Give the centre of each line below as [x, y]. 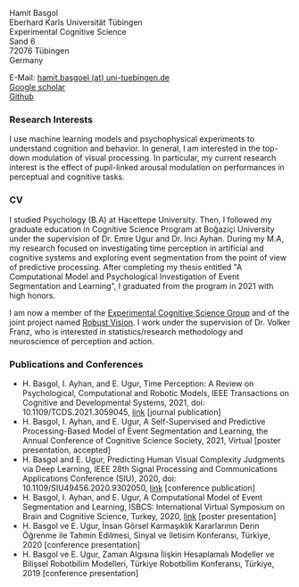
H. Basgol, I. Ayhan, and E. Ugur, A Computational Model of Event [142, 497]
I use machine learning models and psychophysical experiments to [132, 139]
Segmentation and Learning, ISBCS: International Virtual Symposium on [154, 507]
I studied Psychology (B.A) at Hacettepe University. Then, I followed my [141, 219]
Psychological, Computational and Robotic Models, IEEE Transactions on [156, 393]
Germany [26, 60]
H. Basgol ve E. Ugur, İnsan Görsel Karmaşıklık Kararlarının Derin [141, 525]
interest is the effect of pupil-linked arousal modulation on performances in [147, 168]
